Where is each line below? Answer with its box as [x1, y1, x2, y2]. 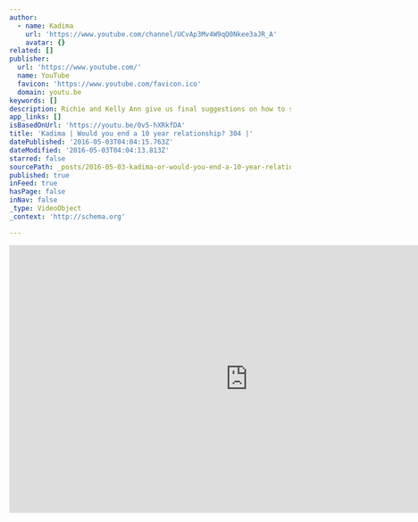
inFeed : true [9, 179, 58, 188]
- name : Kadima [17, 21, 74, 30]
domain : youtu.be [17, 87, 82, 96]
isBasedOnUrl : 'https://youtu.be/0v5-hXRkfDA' [9, 121, 186, 130]
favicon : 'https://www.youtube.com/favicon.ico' [17, 79, 202, 88]
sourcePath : [9, 162, 54, 171]
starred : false [9, 153, 66, 163]
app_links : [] [9, 112, 63, 121]
